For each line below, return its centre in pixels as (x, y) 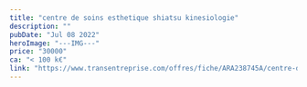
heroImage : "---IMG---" (55, 43)
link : (20, 69)
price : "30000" (38, 52)
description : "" (40, 26)
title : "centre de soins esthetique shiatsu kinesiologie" (124, 18)
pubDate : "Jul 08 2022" (55, 34)
